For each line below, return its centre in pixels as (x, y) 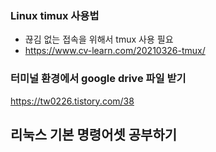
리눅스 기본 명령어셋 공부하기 (94, 134)
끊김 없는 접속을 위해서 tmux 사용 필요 (99, 39)
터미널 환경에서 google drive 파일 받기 (98, 79)
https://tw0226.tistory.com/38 (72, 101)
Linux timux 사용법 (55, 15)
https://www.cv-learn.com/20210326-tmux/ (115, 51)
